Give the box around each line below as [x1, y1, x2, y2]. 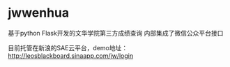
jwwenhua [8, 5, 70, 21]
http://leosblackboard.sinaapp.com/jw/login [8, 51, 134, 60]
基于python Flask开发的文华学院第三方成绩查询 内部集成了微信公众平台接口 [8, 29, 224, 37]
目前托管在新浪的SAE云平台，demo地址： [8, 43, 128, 52]
